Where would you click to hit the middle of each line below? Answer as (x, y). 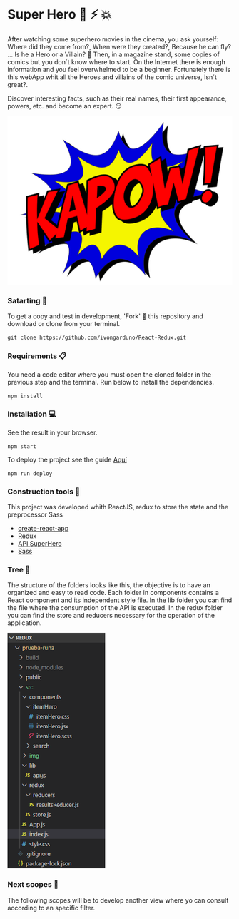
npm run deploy (30, 473)
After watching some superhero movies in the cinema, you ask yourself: (113, 39)
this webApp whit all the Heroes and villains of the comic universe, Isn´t (112, 77)
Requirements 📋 (37, 356)
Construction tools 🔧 (44, 492)
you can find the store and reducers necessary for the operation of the (111, 616)
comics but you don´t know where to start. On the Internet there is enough (117, 61)
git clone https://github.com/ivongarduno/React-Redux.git (97, 338)
